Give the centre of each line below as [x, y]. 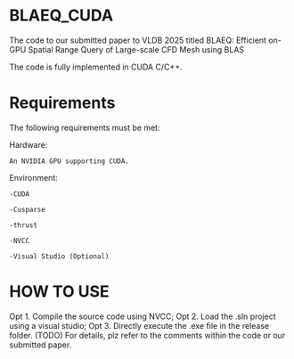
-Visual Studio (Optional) [59, 256]
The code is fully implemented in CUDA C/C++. [96, 67]
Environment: [33, 177]
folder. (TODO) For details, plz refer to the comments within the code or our [147, 335]
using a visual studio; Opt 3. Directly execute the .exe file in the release [139, 325]
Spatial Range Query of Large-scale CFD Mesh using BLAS [136, 49]
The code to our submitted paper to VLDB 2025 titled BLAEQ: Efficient [138, 40]
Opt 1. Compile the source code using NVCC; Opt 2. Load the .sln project [143, 316]
